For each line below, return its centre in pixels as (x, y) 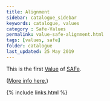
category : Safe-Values (36, 29)
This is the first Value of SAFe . (44, 69)
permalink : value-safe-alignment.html (55, 35)
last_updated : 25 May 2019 (40, 52)
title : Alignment (28, 12)
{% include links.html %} (37, 92)
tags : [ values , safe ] (34, 40)
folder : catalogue (29, 46)
